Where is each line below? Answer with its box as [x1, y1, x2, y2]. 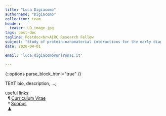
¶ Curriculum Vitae [7, 95, 46, 101]
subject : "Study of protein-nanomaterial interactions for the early [5, 39, 152, 44]
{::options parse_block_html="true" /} [5, 71, 82, 77]
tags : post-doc [5, 30, 37, 35]
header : [5, 21, 21, 26]
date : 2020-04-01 [5, 44, 41, 49]
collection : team [5, 16, 41, 21]
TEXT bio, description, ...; [5, 80, 57, 86]
